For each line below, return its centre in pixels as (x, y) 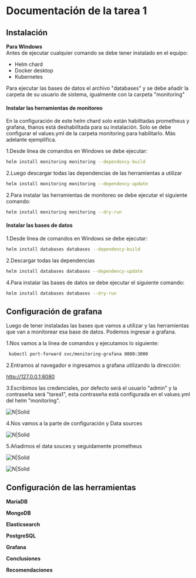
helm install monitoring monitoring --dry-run (64, 212)
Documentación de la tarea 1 (77, 11)
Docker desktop (34, 71)
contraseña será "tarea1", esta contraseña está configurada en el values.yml (98, 395)
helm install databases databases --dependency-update (75, 271)
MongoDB (18, 513)
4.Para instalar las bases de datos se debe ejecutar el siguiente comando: (95, 282)
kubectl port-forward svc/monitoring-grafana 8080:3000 (78, 354)
